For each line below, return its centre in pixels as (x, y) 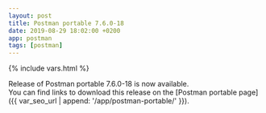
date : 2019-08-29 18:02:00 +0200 (64, 30)
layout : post (30, 16)
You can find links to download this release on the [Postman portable (123, 92)
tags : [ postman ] (35, 46)
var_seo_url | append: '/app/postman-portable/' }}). (104, 101)
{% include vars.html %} (49, 68)
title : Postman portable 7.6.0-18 (66, 23)
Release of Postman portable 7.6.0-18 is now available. (99, 84)
